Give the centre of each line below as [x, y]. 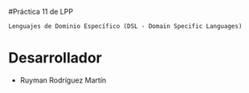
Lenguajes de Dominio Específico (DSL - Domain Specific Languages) [125, 26]
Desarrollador [55, 58]
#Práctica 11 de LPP [41, 12]
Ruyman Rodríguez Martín [63, 80]
